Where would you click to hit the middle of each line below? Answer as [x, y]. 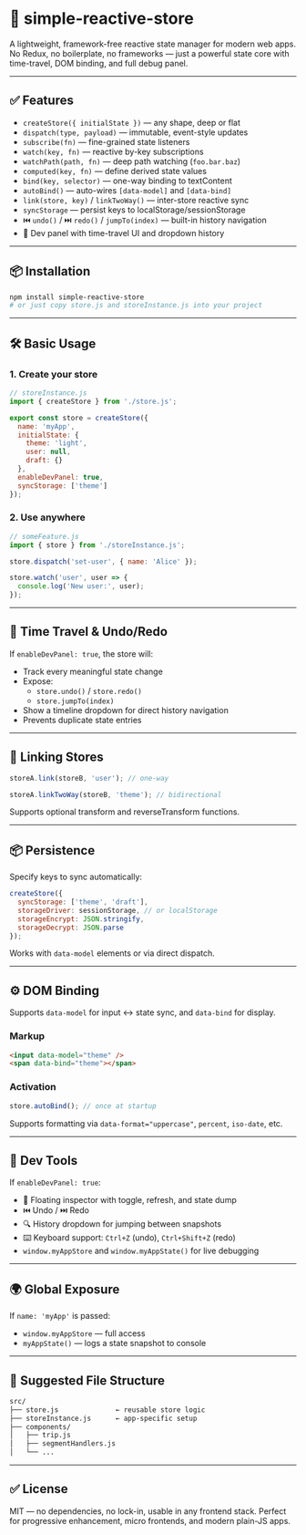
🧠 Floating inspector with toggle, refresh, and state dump [129, 1200]
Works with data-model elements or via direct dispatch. [112, 953]
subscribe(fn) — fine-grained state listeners [106, 141]
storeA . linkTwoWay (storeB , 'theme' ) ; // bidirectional [116, 794]
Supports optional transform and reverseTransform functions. [124, 812]
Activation [33, 1087]
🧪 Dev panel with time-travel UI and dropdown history [123, 233]
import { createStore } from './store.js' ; [93, 401]
